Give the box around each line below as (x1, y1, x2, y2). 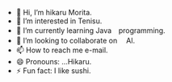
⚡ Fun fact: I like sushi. (15, 66, 91, 76)
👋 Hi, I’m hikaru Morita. (15, 8, 93, 17)
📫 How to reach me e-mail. (15, 45, 108, 55)
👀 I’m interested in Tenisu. (15, 16, 103, 26)
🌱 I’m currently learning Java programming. (15, 26, 166, 35)
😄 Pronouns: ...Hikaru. (15, 57, 92, 66)
